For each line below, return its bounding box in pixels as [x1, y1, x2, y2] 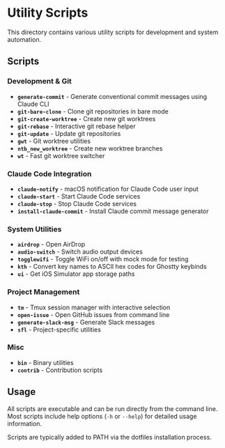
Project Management [7, 287, 80, 297]
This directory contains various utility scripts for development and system [7, 28, 219, 36]
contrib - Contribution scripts [17, 366, 103, 374]
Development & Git [7, 77, 72, 86]
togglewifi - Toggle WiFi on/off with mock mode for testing [17, 255, 189, 263]
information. [7, 419, 42, 428]
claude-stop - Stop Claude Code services [17, 199, 137, 208]
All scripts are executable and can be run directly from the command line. [7, 404, 218, 412]
